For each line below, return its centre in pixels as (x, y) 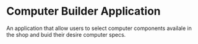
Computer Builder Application (83, 11)
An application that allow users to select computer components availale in (99, 28)
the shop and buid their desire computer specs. (66, 34)
